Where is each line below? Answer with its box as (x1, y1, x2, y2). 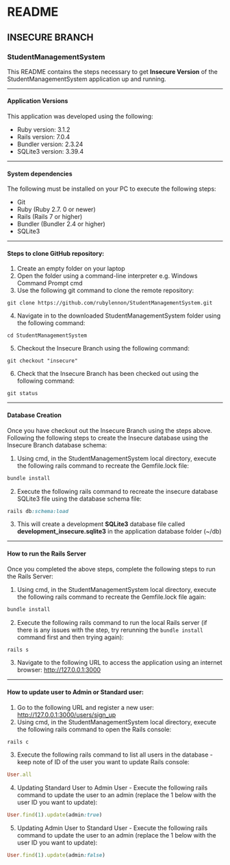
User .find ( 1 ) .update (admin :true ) (7, 811, 103, 818)
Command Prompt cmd (16, 279, 84, 287)
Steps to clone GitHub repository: (7, 249, 105, 257)
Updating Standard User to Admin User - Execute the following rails (16, 783, 208, 792)
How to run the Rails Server (7, 549, 87, 558)
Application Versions (7, 97, 68, 105)
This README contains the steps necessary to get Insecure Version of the (7, 67, 218, 75)
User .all (7, 771, 32, 779)
